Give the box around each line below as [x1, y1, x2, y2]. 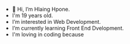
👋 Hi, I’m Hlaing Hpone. [11, 6, 70, 12]
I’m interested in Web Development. [11, 18, 101, 25]
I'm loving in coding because [11, 31, 84, 38]
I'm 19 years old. [11, 12, 53, 19]
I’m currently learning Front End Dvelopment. [11, 24, 124, 32]
